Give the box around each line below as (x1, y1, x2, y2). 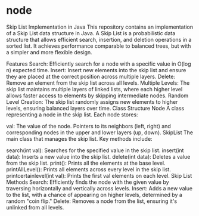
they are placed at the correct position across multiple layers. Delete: (6, 73, 176, 80)
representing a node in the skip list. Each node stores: (6, 111, 138, 118)
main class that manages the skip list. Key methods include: (6, 135, 153, 142)
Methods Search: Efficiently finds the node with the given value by (6, 178, 169, 186)
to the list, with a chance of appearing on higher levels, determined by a (6, 191, 183, 198)
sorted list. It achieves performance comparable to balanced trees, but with (6, 42, 191, 50)
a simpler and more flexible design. (6, 48, 92, 55)
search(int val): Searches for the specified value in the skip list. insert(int (6, 147, 184, 154)
